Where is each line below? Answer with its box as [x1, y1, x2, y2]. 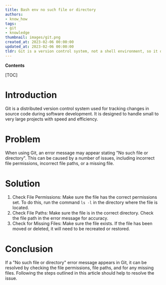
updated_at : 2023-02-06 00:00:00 [5, 44, 74, 49]
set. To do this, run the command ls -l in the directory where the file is [12, 199, 158, 206]
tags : [5, 21, 16, 26]
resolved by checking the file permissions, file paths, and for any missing [5, 265, 154, 271]
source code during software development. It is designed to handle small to [5, 111, 159, 117]
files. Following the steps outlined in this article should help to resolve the [5, 270, 155, 276]
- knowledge [5, 30, 30, 35]
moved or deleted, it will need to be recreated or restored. [12, 226, 130, 232]
